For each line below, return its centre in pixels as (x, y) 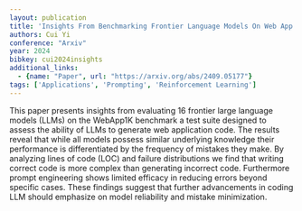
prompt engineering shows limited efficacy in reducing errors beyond (138, 178)
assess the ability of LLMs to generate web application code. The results (145, 129)
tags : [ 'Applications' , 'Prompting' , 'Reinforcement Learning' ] (133, 85)
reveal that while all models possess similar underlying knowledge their (142, 139)
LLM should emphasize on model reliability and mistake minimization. (138, 197)
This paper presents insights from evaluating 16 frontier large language (142, 110)
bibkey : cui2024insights (56, 60)
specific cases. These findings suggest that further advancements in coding (151, 187)
